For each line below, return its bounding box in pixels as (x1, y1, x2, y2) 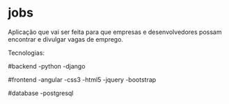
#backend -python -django (8, 62, 86, 70)
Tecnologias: (8, 49, 45, 57)
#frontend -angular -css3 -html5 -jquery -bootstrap (8, 75, 157, 84)
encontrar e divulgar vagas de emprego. (8, 35, 124, 43)
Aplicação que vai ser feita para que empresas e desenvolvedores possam (8, 28, 222, 36)
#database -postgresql (8, 89, 74, 97)
